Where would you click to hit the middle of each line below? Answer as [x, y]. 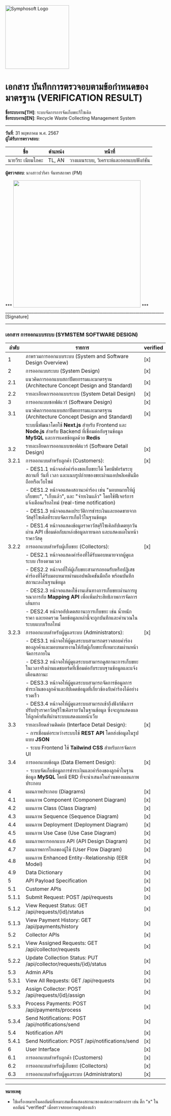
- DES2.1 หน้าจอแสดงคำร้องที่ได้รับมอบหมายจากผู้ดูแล [79, 555]
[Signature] [17, 316]
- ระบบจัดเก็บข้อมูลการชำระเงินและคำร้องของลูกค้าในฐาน [79, 771]
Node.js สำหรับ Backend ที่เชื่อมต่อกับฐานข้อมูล [74, 431]
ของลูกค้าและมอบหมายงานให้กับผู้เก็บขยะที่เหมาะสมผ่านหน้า [82, 647]
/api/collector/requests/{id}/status [66, 964]
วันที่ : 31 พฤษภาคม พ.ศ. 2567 [32, 133]
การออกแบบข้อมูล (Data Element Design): [70, 762]
